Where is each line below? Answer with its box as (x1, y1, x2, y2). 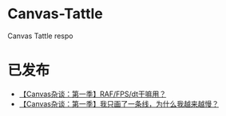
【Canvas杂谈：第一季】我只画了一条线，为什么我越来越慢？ (18, 99, 220, 108)
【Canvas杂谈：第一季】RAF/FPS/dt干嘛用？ (18, 89, 167, 99)
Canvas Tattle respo (7, 31, 73, 41)
